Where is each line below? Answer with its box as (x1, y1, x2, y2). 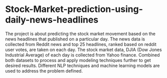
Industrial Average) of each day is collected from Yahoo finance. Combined (5, 51, 160, 58)
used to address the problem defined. (5, 67, 83, 73)
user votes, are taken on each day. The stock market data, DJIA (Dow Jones (5, 46, 162, 52)
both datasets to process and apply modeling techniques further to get (5, 57, 151, 63)
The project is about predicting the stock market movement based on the (5, 30, 156, 36)
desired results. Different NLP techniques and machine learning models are (5, 62, 160, 68)
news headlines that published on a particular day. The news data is (5, 36, 145, 42)
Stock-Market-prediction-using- (5, 3, 143, 15)
